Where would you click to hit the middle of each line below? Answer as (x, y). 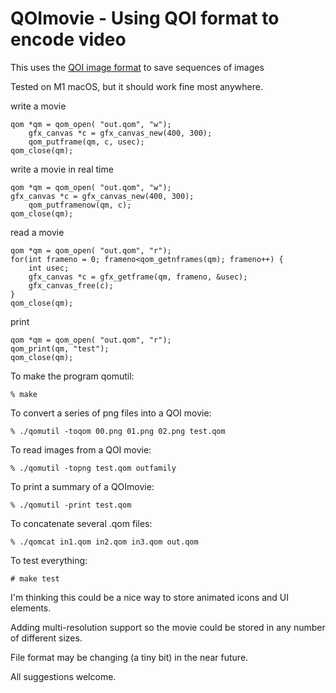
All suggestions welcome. (63, 676)
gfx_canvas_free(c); (71, 285)
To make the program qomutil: (72, 376)
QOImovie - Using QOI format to (145, 18)
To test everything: (49, 560)
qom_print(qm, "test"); (60, 348)
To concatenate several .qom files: (81, 523)
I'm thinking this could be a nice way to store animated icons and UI (149, 597)
